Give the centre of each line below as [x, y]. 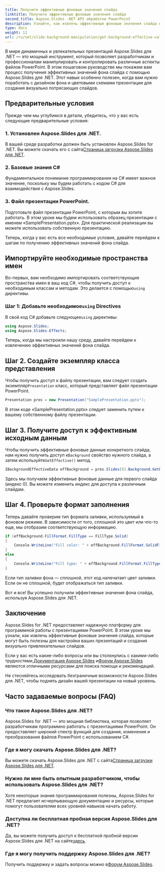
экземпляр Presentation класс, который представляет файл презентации [82, 386]
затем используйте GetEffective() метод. [48, 460]
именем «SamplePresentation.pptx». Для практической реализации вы [79, 223]
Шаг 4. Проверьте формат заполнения [67, 505]
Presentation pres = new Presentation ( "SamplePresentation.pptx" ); [76, 400]
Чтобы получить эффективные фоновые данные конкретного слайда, [78, 450]
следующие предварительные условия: [47, 120]
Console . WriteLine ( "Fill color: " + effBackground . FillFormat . [80, 545]
